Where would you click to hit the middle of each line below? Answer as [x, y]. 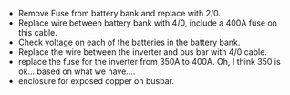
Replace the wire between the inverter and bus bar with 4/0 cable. [142, 52]
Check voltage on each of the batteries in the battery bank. [129, 42]
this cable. [37, 32]
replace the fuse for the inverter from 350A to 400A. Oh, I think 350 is [149, 62]
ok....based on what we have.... [77, 71]
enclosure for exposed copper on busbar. [96, 81]
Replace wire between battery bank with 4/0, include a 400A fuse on [148, 23]
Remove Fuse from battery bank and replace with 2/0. [119, 13]
